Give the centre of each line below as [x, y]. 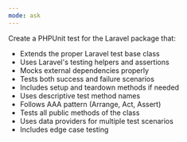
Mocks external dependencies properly [84, 70]
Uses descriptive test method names [80, 95]
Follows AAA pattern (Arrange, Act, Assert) [90, 104]
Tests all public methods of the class [80, 113]
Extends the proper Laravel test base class [90, 53]
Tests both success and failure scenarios [87, 79]
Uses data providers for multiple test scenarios [96, 121]
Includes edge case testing [64, 129]
